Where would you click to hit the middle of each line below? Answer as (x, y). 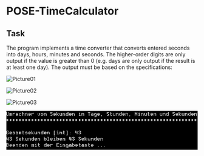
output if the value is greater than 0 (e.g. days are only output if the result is (101, 61)
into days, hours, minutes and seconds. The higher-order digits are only (96, 54)
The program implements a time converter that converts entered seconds (98, 48)
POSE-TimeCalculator (63, 11)
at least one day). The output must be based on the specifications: (90, 67)
